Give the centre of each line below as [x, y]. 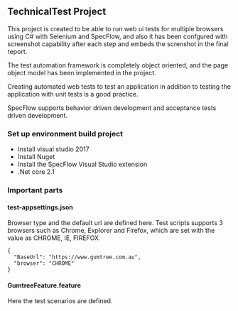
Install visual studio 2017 [54, 149]
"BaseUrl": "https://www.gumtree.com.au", [77, 257]
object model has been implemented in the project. [82, 72]
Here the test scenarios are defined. [60, 301]
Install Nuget [36, 157]
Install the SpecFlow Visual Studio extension [82, 164]
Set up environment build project [65, 133]
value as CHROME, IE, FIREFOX [53, 238]
